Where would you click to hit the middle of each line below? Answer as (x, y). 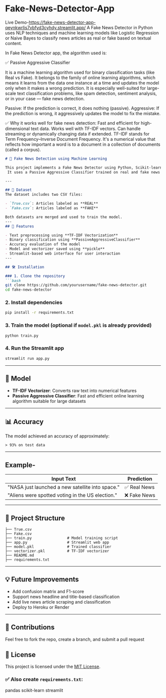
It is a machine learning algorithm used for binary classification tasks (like (80, 72)
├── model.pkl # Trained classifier (58, 547)
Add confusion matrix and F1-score (48, 591)
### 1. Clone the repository (35, 276)
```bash (13, 281)
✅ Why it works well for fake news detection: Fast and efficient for (72, 123)
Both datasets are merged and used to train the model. (64, 217)
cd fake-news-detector (28, 290)
